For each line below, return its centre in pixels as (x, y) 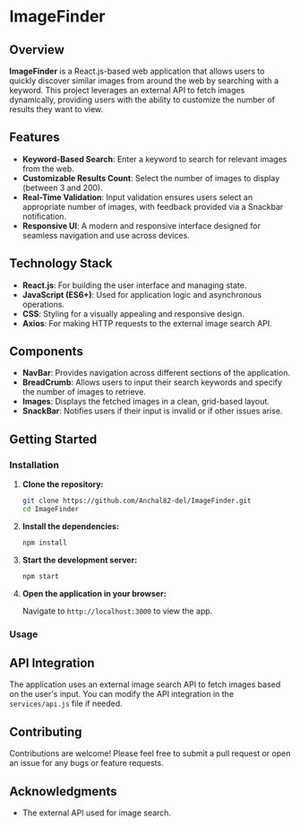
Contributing (46, 731)
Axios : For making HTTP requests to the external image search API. (147, 323)
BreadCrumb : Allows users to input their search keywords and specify (152, 382)
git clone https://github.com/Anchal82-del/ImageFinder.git (137, 501)
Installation (34, 465)
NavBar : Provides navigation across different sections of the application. (156, 373)
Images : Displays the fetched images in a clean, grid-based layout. (146, 402)
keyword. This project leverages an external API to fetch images (127, 90)
